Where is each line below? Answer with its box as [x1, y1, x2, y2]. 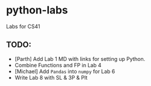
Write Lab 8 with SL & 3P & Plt [14, 74, 88, 81]
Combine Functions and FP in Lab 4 [14, 61, 102, 68]
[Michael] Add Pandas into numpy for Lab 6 [14, 68, 115, 75]
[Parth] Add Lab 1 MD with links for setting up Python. [14, 55, 146, 62]
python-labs [6, 4, 68, 17]
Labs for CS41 [6, 23, 40, 30]
